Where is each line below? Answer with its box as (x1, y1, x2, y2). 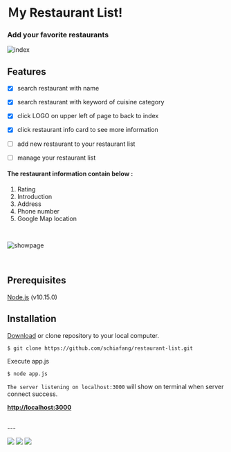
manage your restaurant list (17, 153, 96, 162)
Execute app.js (7, 357, 50, 365)
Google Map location (17, 214, 77, 223)
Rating (17, 185, 36, 193)
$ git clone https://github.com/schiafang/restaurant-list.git (7, 345, 194, 352)
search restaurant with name (17, 84, 100, 93)
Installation (7, 313, 57, 325)
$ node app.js (7, 370, 48, 377)
